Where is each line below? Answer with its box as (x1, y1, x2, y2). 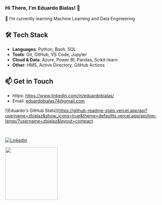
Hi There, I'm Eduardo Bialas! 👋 (5, 4, 80, 11)
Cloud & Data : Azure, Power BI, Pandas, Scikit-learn (12, 57, 118, 63)
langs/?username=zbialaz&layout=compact (5, 118, 94, 124)
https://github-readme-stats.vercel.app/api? (58, 107, 148, 113)
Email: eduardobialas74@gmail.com (12, 98, 85, 103)
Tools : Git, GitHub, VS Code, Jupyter (12, 51, 87, 57)
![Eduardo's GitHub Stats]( (5, 107, 59, 113)
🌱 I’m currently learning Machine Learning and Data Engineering (5, 16, 135, 22)
